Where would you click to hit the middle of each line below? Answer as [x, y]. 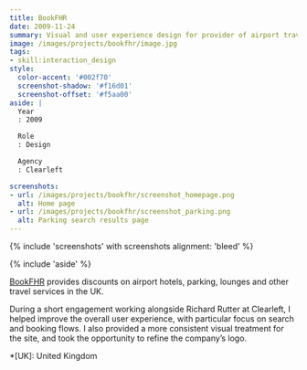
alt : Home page [47, 203]
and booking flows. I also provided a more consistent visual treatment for [147, 328]
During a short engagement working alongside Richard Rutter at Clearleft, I [150, 309]
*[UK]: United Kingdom [53, 356]
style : [22, 69]
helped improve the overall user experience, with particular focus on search [152, 319]
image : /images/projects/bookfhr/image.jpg [94, 43]
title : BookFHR [38, 18]
